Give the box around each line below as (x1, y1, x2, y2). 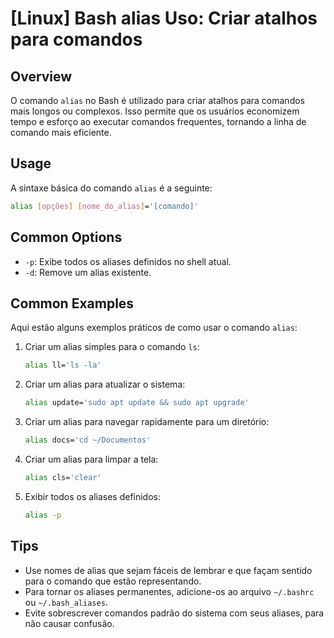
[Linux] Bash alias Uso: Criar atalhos (10, 7, 318, 30)
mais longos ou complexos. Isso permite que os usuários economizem (10, 105, 300, 117)
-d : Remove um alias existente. (24, 266, 152, 278)
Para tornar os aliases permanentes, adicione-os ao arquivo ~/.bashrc (24, 585, 315, 597)
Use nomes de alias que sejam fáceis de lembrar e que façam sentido (24, 564, 313, 576)
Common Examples (10, 295, 135, 312)
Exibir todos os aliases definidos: (24, 490, 162, 502)
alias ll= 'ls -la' (24, 360, 102, 371)
